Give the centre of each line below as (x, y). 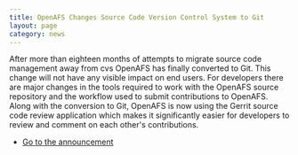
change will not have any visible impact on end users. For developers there (146, 78)
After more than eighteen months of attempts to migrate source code (136, 59)
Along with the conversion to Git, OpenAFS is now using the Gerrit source (144, 106)
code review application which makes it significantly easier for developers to (149, 115)
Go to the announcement (68, 142)
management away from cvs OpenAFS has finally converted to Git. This (140, 68)
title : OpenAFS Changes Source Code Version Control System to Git (137, 17)
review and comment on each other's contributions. (104, 125)
